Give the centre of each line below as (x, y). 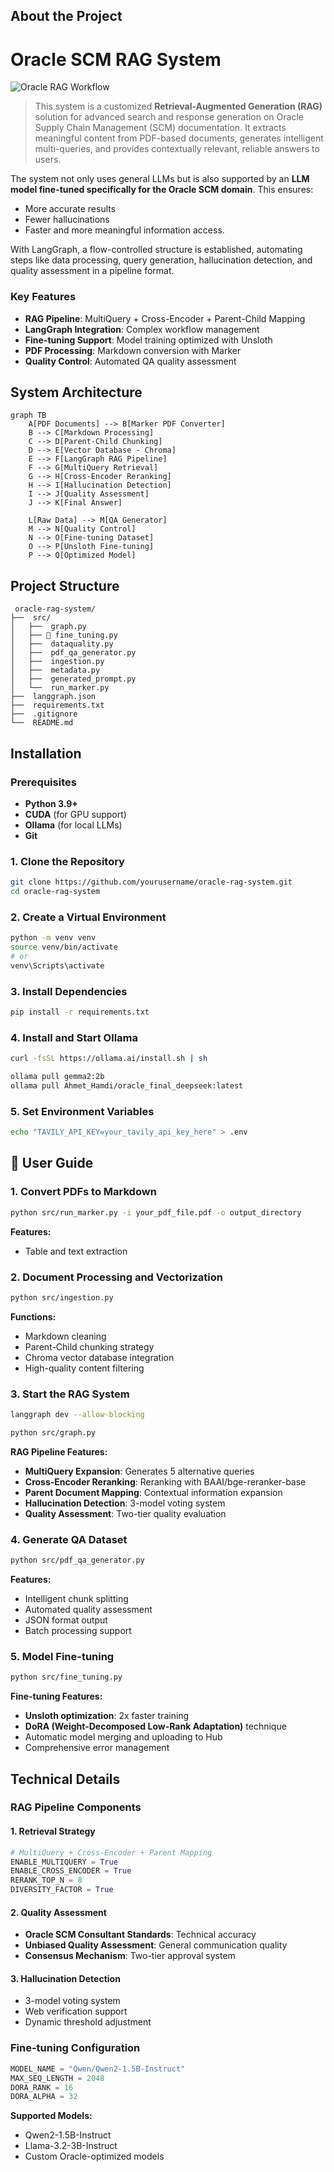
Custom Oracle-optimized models (94, 2156)
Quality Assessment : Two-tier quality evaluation (125, 1513)
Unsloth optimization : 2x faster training (107, 1716)
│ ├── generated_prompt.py (73, 679)
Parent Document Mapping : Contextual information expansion (153, 1492)
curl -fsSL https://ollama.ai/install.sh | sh (109, 1059)
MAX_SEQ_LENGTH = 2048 (57, 2078)
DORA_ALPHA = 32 (44, 2097)
